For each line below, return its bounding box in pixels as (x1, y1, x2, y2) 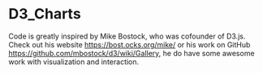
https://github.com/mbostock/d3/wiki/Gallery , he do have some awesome (8, 48, 255, 58)
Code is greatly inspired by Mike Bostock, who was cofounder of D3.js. (8, 31, 246, 41)
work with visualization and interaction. (8, 57, 140, 67)
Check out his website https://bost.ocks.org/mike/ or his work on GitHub (8, 39, 251, 49)
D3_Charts (8, 5, 81, 23)
